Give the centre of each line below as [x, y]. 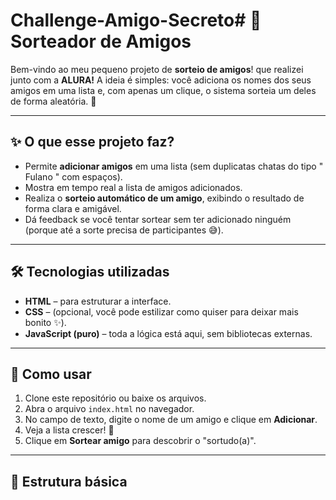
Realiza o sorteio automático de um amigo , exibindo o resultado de [164, 198]
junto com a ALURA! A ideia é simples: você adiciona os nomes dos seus [161, 80]
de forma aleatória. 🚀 [53, 101]
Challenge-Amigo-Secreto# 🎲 [136, 20]
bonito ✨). [45, 322]
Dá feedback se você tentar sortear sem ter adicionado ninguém [158, 219]
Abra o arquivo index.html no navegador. [109, 409]
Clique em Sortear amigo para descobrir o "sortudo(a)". [140, 441]
